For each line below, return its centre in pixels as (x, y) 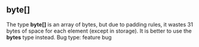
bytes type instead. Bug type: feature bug (59, 37)
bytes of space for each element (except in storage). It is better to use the (99, 31)
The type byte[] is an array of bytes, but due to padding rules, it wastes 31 (100, 24)
